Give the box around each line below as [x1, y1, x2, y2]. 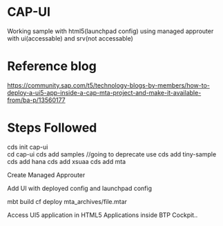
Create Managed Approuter [7, 170, 86, 179]
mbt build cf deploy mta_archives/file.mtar [7, 197, 128, 205]
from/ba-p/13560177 [7, 96, 66, 104]
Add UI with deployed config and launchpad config [7, 184, 152, 192]
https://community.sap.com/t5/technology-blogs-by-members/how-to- [7, 81, 211, 90]
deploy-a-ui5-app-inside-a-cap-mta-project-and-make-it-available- [7, 88, 202, 96]
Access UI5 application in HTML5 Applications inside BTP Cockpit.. [7, 211, 198, 219]
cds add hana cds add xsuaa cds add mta [7, 157, 126, 165]
